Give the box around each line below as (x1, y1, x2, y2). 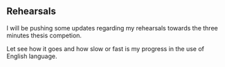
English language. (6, 52, 57, 60)
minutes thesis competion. (6, 31, 82, 39)
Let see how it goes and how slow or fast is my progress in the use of (6, 44, 205, 52)
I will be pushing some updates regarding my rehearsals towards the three (6, 23, 219, 32)
